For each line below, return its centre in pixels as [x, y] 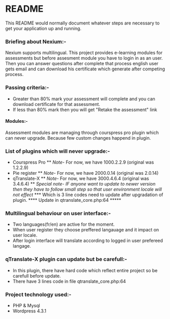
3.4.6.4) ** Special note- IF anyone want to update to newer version [84, 184]
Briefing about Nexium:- [36, 41]
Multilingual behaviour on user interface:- [58, 213]
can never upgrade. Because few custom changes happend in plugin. [78, 138]
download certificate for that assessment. [56, 104]
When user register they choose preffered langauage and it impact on [86, 230]
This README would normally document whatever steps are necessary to [82, 23]
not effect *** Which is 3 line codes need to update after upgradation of [88, 195]
